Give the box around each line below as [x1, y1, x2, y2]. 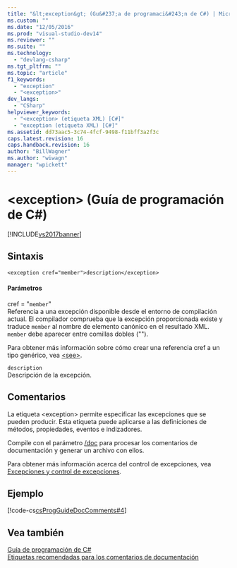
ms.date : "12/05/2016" [7, 23, 74, 30]
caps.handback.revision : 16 [7, 142, 90, 149]
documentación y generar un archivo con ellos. [7, 446, 145, 454]
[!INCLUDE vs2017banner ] [7, 230, 83, 238]
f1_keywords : [7, 75, 46, 83]
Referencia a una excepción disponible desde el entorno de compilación [7, 307, 217, 315]
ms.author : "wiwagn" [7, 155, 68, 162]
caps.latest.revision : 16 [7, 135, 83, 142]
